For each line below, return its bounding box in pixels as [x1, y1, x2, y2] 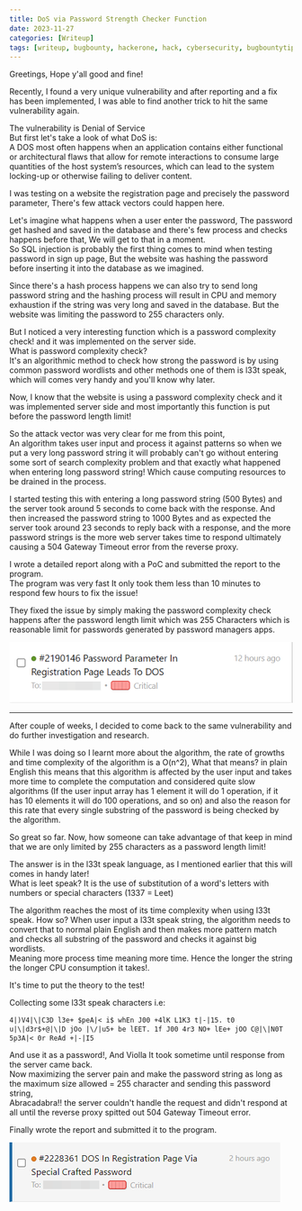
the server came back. [9, 1059, 93, 1071]
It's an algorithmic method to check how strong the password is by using [9, 356, 279, 366]
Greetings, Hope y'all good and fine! [9, 68, 144, 80]
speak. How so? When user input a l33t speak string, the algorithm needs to [9, 915, 290, 926]
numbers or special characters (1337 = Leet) [9, 888, 174, 899]
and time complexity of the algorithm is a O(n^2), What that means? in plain [9, 757, 288, 768]
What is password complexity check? [9, 346, 148, 357]
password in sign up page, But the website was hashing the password [9, 253, 269, 265]
